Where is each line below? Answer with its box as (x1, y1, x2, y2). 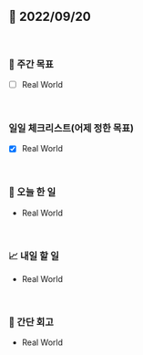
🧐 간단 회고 (8, 316, 54, 329)
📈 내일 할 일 (8, 249, 60, 262)
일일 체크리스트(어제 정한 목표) (8, 122, 134, 135)
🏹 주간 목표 (8, 57, 54, 70)
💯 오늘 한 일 (8, 186, 56, 199)
